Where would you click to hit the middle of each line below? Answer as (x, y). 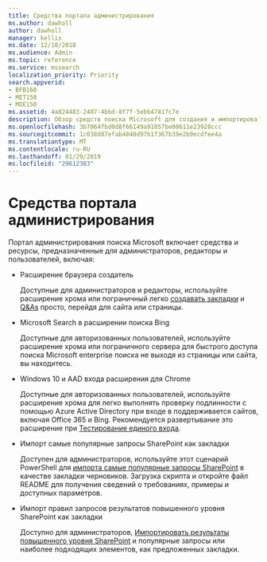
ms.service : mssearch (44, 68)
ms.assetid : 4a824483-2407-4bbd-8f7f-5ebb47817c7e (94, 112)
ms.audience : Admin (41, 53)
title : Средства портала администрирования (81, 16)
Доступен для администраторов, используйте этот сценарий (124, 459)
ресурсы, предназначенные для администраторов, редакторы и (118, 251)
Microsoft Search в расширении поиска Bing (95, 323)
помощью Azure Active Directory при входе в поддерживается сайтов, (139, 411)
